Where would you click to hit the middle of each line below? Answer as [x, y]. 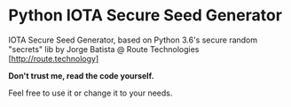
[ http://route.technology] [54, 58]
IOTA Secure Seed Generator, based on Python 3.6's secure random [133, 40]
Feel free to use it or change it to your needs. [90, 93]
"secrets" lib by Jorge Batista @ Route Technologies [104, 49]
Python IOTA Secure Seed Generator [145, 15]
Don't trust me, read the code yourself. [81, 75]
